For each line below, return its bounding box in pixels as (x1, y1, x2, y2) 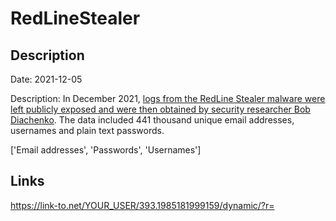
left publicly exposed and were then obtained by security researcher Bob (10, 103, 311, 115)
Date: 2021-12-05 (10, 73, 83, 85)
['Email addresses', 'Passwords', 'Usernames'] (10, 144, 202, 156)
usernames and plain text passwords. (10, 125, 165, 136)
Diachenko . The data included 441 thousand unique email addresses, (10, 114, 295, 126)
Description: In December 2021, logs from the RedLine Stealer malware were (10, 93, 326, 104)
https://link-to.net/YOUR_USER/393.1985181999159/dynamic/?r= (10, 199, 275, 211)
